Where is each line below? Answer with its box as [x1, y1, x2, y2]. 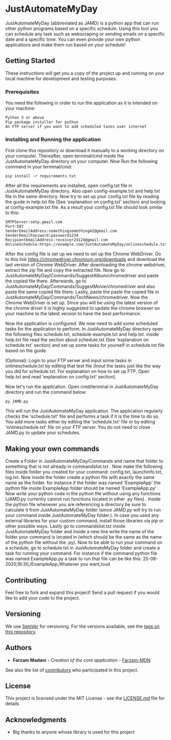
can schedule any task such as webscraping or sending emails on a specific [5, 31, 165, 37]
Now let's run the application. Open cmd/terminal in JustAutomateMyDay [5, 384, 159, 390]
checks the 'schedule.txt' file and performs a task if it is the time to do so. [5, 413, 160, 419]
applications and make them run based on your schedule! [5, 41, 126, 47]
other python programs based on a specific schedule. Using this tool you [5, 25, 158, 31]
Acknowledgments [5, 715, 67, 724]
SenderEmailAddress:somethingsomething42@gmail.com [5, 228, 117, 234]
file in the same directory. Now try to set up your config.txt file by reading [5, 194, 159, 200]
